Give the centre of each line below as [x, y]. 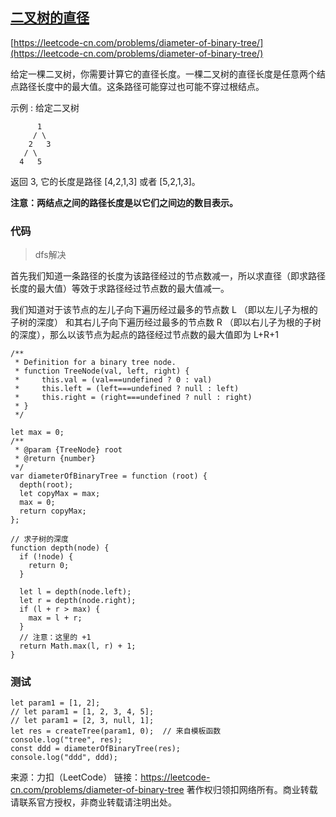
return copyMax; [53, 511]
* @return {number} [55, 459]
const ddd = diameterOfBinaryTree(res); [96, 749]
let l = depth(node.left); [75, 592]
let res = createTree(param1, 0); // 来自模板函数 [116, 731]
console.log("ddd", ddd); [64, 758]
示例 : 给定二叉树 [45, 107]
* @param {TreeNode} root [68, 450]
